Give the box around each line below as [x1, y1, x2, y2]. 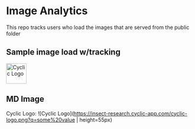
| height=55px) [76, 116, 112, 123]
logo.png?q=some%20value [6, 116, 76, 123]
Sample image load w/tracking [6, 47, 121, 57]
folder [6, 30, 21, 37]
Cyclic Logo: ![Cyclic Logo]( [6, 109, 74, 117]
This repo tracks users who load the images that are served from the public [6, 24, 190, 31]
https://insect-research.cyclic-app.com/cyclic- [73, 109, 188, 117]
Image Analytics [6, 4, 88, 18]
